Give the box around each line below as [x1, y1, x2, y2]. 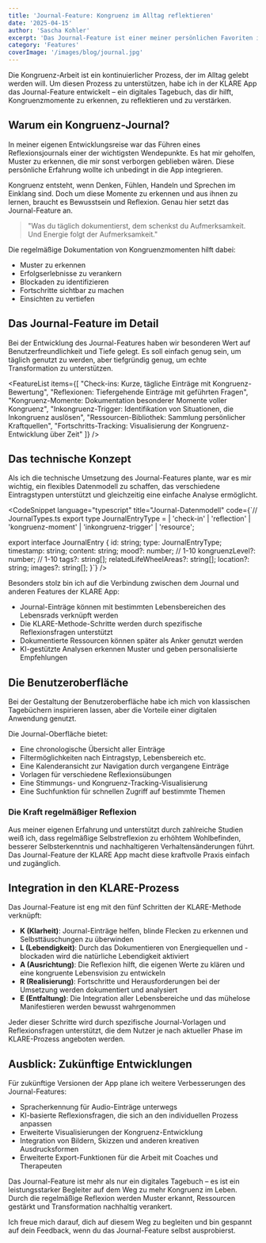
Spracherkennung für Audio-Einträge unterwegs [19, 1103, 178, 1112]
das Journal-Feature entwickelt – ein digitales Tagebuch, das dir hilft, [8, 87, 234, 96]
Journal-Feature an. [8, 206, 74, 215]
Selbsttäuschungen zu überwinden [19, 934, 135, 945]
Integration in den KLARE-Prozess [8, 881, 180, 895]
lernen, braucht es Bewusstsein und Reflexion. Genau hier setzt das [8, 197, 230, 206]
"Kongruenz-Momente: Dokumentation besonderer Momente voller [8, 395, 227, 405]
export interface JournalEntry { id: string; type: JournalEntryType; [8, 537, 222, 548]
